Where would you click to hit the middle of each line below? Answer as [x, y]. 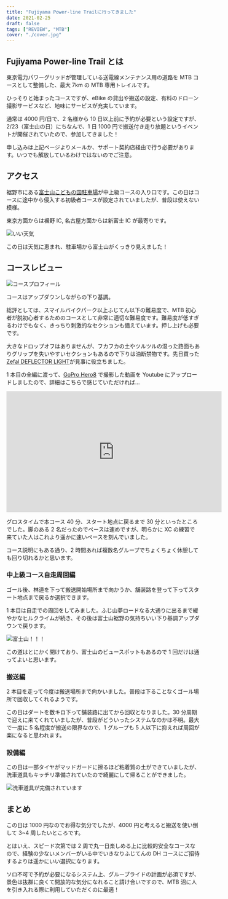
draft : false [23, 23]
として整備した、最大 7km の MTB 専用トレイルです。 [85, 85]
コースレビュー [34, 268]
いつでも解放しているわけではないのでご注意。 [76, 155]
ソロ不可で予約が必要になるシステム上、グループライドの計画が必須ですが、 [103, 874]
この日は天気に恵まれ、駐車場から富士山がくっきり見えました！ [87, 246]
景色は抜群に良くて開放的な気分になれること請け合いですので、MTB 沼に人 [102, 882]
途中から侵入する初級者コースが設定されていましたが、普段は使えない [111, 200]
